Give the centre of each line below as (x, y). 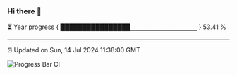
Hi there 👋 (25, 11)
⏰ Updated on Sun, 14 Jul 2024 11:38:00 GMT (74, 50)
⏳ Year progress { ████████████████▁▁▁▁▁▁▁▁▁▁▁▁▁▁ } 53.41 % (117, 27)
